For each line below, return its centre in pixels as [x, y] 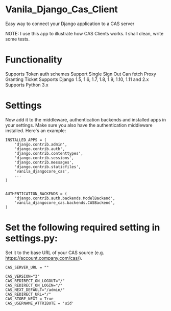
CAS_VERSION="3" [22, 276]
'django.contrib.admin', [41, 144]
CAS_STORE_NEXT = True [29, 299]
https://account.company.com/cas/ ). [44, 258]
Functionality [34, 60]
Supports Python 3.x [27, 85]
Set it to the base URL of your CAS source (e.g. [55, 253]
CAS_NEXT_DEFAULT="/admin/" [35, 290]
